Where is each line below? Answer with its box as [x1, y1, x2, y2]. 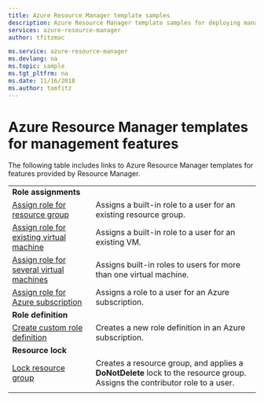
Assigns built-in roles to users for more [95, 259, 241, 270]
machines [12, 274, 49, 285]
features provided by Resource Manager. [8, 169, 141, 178]
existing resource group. [95, 209, 186, 220]
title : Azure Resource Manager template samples [8, 11, 170, 20]
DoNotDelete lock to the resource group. [95, 367, 247, 378]
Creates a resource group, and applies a [95, 358, 244, 369]
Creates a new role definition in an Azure [95, 322, 246, 333]
